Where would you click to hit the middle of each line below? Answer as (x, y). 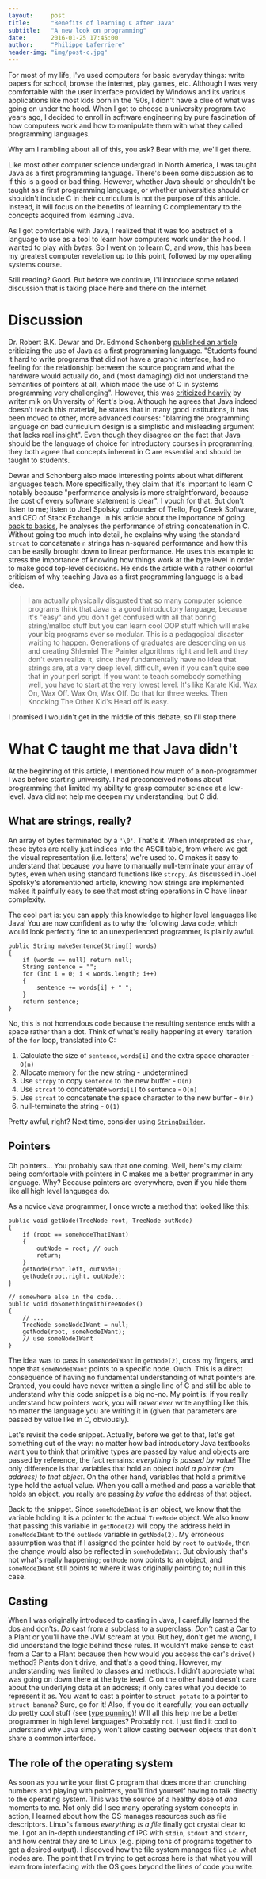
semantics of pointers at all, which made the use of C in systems (114, 384)
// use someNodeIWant (58, 1338)
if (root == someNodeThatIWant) (76, 1234)
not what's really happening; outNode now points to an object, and (115, 1559)
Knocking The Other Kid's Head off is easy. (98, 701)
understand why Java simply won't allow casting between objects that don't (132, 1730)
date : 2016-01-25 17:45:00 (63, 38)
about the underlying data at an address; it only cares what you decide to (127, 1688)
